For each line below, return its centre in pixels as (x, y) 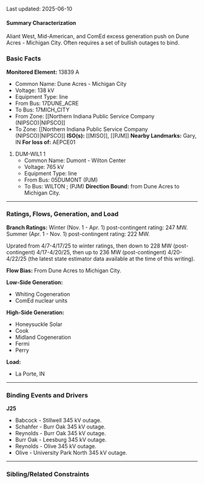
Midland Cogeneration (43, 337)
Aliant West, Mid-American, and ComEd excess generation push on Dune (98, 37)
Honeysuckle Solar (39, 324)
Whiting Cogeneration (42, 294)
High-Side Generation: (36, 312)
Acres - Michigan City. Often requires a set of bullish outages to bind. (93, 43)
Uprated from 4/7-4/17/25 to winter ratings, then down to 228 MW (89, 246)
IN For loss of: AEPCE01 (45, 142)
